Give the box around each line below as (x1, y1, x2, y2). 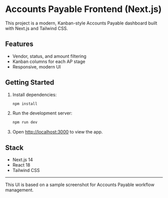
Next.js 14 (12, 156, 33, 163)
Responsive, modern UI (12, 63, 61, 69)
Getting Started (5, 78, 54, 87)
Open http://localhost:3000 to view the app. (12, 129, 103, 135)
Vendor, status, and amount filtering (12, 53, 86, 59)
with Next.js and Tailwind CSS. (5, 25, 68, 31)
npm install (12, 101, 37, 106)
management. (5, 187, 34, 193)
